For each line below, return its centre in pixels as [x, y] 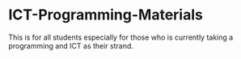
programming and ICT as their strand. [71, 45]
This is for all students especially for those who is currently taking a [121, 37]
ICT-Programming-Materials [106, 15]
